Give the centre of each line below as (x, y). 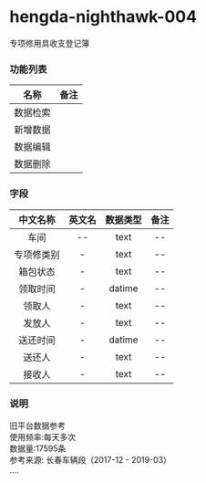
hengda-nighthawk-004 (103, 17)
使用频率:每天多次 (43, 436)
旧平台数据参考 (37, 425)
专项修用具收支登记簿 (49, 43)
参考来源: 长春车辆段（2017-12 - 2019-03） (90, 459)
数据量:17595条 (38, 448)
